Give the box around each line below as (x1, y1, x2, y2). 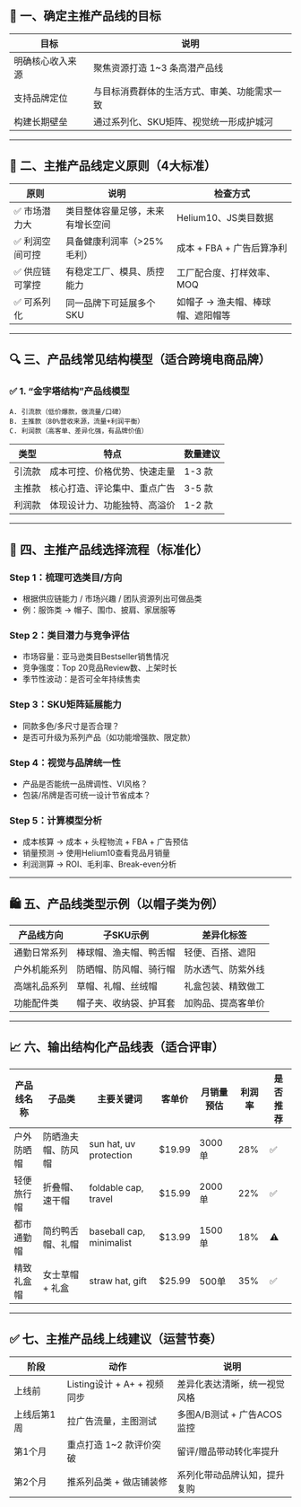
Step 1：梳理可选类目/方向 (9, 571, 123, 584)
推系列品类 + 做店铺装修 (66, 1476, 168, 1488)
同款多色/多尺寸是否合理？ (21, 720, 120, 731)
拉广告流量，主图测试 (66, 1414, 157, 1427)
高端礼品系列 (13, 980, 69, 992)
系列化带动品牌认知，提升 (176, 1468, 285, 1481)
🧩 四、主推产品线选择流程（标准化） (9, 542, 209, 557)
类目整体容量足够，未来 (65, 205, 165, 217)
